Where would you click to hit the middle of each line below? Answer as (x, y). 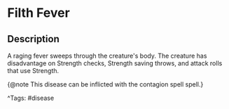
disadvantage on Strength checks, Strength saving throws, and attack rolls (115, 63)
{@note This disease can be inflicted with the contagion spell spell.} (105, 84)
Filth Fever (39, 13)
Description (33, 39)
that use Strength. (33, 71)
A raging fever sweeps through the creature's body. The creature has (107, 56)
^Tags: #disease (31, 98)
